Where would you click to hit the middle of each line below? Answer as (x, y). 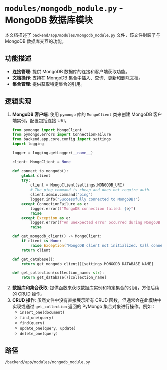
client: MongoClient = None (41, 162)
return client (36, 250)
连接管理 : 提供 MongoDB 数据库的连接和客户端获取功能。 (71, 71)
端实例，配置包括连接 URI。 (41, 120)
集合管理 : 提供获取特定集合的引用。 (49, 84)
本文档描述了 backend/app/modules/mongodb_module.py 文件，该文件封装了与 (83, 35)
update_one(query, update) (48, 329)
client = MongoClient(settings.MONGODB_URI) (78, 185)
